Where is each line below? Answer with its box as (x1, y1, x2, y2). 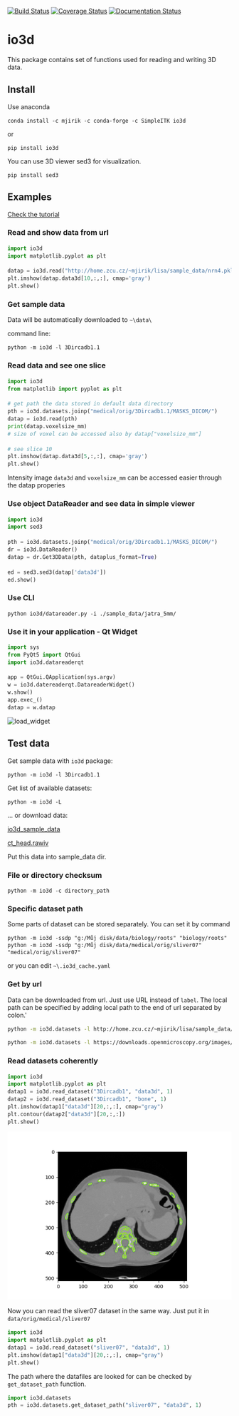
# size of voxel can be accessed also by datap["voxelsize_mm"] (7, 430, 202, 438)
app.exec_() (7, 697, 43, 704)
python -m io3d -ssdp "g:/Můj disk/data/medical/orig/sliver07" (7, 942, 202, 949)
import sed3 (7, 523, 43, 531)
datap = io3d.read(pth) (7, 415, 78, 423)
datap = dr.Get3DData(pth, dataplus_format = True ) (7, 553, 158, 560)
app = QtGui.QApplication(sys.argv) (7, 674, 116, 681)
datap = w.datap (7, 704, 55, 711)
